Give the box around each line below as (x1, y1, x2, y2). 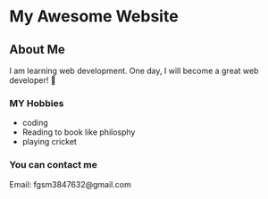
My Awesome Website (9, 6, 179, 27)
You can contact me (9, 159, 98, 171)
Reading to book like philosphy (21, 127, 136, 137)
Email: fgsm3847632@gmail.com (9, 178, 131, 189)
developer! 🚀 (9, 75, 56, 86)
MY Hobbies (9, 96, 64, 109)
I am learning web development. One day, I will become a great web (9, 65, 259, 76)
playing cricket (21, 137, 78, 147)
